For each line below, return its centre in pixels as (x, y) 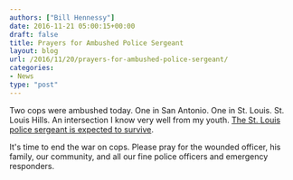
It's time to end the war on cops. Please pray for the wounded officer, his (145, 147)
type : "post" (34, 85)
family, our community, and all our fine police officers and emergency (139, 156)
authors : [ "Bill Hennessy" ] (62, 18)
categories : (32, 68)
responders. (32, 166)
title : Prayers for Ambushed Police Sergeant (96, 43)
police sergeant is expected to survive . (82, 129)
